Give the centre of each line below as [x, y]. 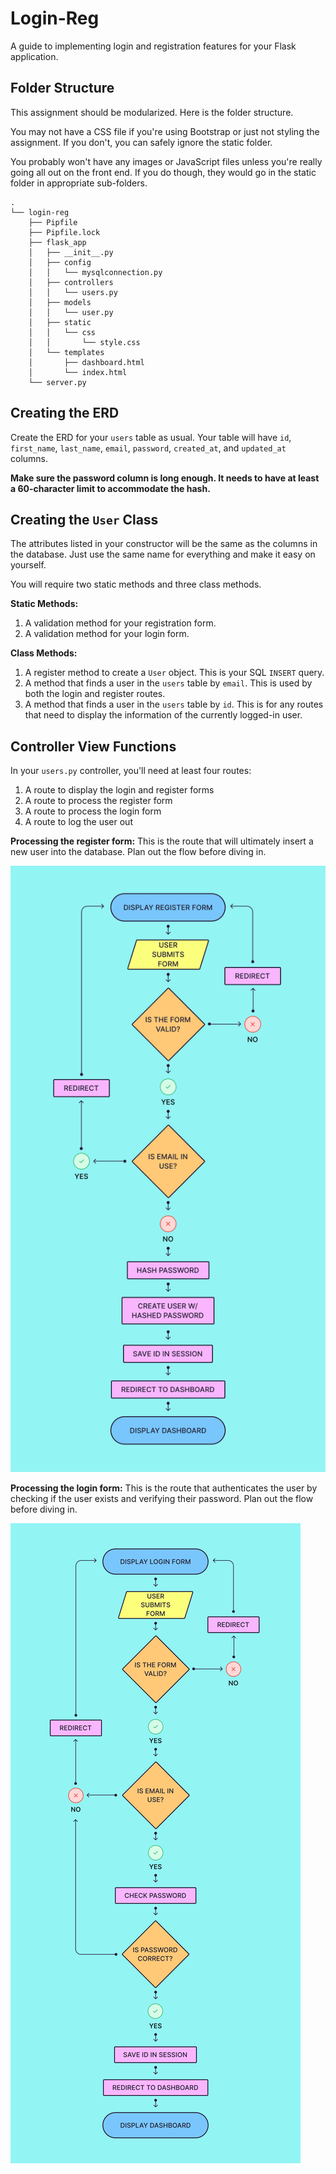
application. [34, 56]
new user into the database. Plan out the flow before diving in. [138, 852]
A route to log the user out [78, 822]
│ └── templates [66, 352]
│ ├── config [60, 262]
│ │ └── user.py [71, 312]
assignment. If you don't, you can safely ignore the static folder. [141, 142]
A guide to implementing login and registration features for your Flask [153, 46]
